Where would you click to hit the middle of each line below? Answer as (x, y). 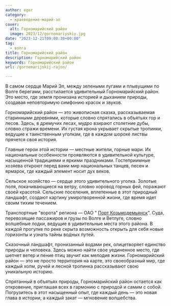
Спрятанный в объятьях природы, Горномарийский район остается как (84, 281)
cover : (12, 24)
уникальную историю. (29, 272)
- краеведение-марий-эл (35, 19)
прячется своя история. (31, 140)
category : (16, 15)
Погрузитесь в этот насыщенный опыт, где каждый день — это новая (81, 293)
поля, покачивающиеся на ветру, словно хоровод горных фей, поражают (86, 187)
